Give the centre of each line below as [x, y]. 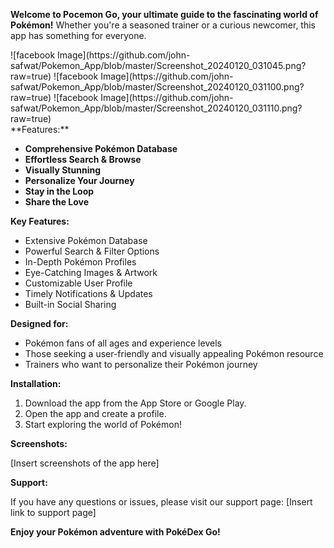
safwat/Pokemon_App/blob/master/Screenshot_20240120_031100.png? [157, 87]
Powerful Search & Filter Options [92, 251]
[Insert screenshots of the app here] [85, 463]
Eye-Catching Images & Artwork [91, 272]
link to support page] [53, 512]
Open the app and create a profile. [95, 413]
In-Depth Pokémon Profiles [80, 262]
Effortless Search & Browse [83, 159]
